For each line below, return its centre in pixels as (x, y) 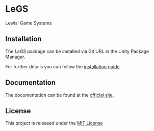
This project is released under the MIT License (54, 123)
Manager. (15, 57)
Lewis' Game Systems (29, 23)
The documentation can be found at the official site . (60, 95)
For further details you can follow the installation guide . (63, 66)
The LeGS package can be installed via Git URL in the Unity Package (77, 51)
